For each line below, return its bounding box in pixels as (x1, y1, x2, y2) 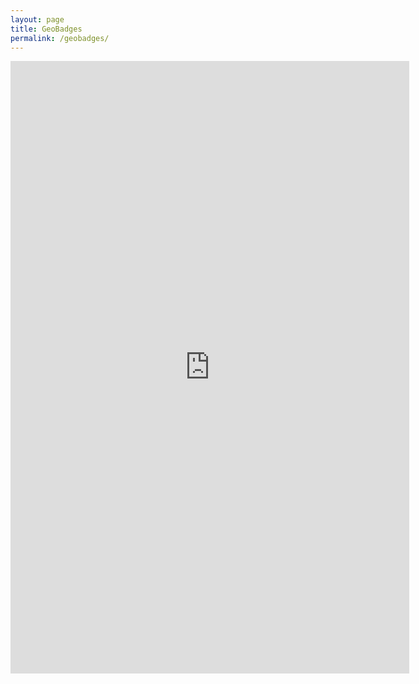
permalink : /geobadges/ (10, 33, 110, 43)
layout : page (10, 14, 65, 25)
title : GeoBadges (10, 24, 83, 34)
